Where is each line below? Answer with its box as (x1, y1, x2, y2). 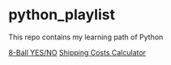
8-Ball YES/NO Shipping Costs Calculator (8, 47, 146, 57)
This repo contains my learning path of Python (8, 32, 164, 42)
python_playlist (8, 6, 116, 24)
